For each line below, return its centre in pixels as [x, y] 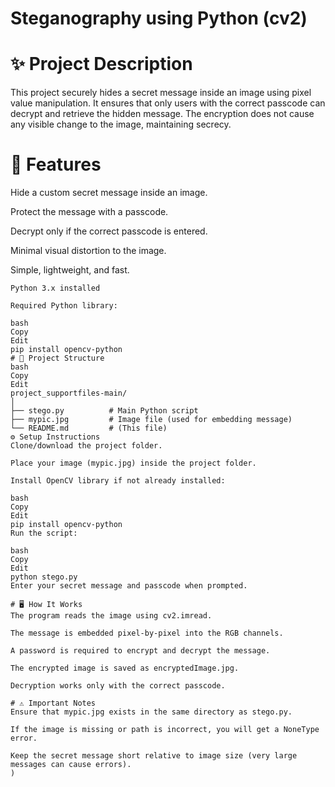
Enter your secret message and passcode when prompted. [129, 586]
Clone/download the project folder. [86, 446]
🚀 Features [56, 164]
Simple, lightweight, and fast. [70, 270]
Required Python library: [64, 306]
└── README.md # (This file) [89, 428]
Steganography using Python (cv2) [159, 18]
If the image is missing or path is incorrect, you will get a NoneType [165, 730]
